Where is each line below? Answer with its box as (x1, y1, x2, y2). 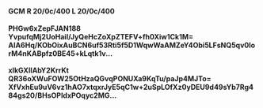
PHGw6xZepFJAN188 (8, 24, 82, 33)
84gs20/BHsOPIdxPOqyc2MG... (8, 91, 117, 100)
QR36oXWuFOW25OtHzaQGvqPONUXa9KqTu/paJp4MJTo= (8, 74, 212, 84)
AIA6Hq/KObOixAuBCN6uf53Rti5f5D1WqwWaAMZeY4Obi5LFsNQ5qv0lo (8, 40, 256, 50)
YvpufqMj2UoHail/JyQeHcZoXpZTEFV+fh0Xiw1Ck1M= (8, 32, 194, 42)
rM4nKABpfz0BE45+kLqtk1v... (8, 49, 113, 58)
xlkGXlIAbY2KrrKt (8, 65, 70, 75)
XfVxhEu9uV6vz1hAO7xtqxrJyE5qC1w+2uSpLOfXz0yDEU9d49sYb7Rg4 (8, 83, 254, 92)
